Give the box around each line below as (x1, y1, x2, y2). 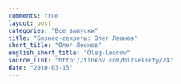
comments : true (8, 11, 59, 20)
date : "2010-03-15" (8, 64, 74, 72)
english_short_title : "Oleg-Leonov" (8, 49, 131, 57)
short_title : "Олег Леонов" (8, 42, 103, 50)
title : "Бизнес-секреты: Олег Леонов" (8, 34, 138, 42)
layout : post (8, 19, 52, 27)
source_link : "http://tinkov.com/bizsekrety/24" (8, 57, 174, 65)
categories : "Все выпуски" (8, 26, 99, 34)
